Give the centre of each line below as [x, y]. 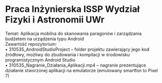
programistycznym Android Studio [40, 60]
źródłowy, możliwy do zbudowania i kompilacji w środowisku [68, 54]
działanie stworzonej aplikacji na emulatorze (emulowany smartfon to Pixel [81, 70]
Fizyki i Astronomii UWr [55, 20]
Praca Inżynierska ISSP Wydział [72, 9]
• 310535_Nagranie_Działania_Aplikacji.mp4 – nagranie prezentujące [76, 65]
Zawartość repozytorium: [31, 44]
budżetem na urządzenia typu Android [45, 39]
